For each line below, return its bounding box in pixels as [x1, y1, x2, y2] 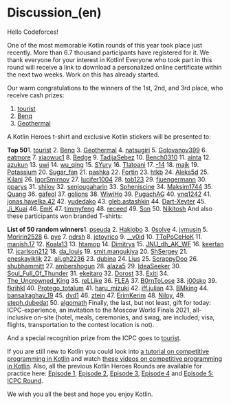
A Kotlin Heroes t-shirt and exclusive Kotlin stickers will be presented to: [7, 132, 211, 141]
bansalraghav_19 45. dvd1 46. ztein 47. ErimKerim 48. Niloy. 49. [7, 291, 186, 299]
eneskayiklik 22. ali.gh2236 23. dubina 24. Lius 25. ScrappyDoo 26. [7, 254, 199, 263]
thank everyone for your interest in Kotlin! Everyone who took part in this [7, 55, 212, 63]
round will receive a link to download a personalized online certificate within [7, 63, 222, 71]
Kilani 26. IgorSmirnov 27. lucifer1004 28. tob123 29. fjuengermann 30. [7, 175, 208, 184]
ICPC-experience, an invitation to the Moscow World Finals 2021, [7, 306, 191, 314]
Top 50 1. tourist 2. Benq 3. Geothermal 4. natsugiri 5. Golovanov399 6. [7, 146, 208, 154]
